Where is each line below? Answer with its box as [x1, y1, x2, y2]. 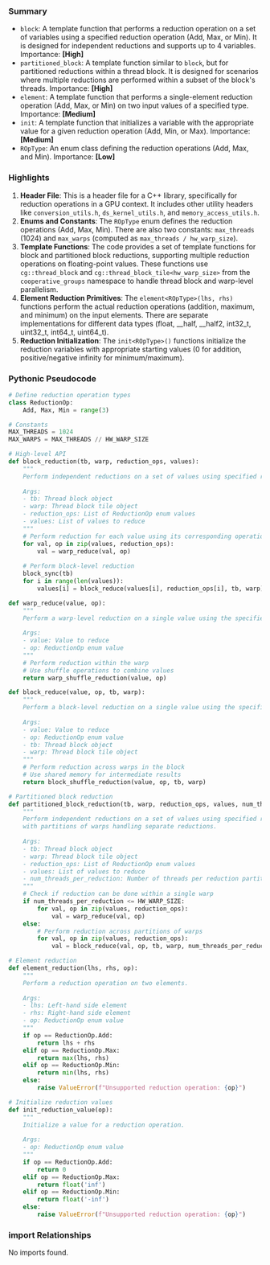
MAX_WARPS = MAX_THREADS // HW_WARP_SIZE [8, 436, 149, 444]
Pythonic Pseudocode [8, 372, 96, 384]
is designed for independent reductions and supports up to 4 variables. [19, 41, 256, 51]
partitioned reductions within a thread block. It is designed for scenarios [19, 67, 259, 76]
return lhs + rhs [37, 1039, 95, 1047]
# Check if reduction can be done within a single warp [22, 890, 215, 898]
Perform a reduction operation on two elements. [22, 979, 189, 987]
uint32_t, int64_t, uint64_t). [19, 327, 109, 337]
